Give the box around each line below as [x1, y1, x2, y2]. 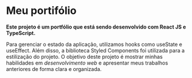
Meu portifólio [6, 4, 77, 17]
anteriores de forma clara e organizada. [6, 65, 102, 72]
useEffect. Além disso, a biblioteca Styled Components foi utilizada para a [6, 47, 185, 54]
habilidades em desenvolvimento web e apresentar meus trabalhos [6, 59, 169, 66]
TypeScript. [6, 29, 36, 36]
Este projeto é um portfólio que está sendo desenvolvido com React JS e [6, 23, 186, 30]
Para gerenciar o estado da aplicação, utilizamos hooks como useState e [6, 41, 183, 48]
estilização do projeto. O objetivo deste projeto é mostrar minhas [6, 53, 163, 60]
